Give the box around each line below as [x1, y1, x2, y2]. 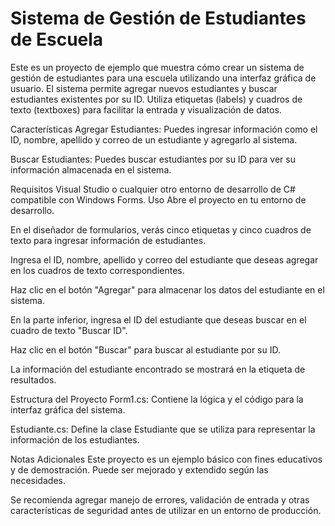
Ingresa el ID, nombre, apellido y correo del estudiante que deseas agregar [10, 253, 319, 266]
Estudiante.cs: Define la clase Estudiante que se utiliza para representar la [10, 423, 316, 435]
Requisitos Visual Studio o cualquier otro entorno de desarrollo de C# [10, 183, 296, 195]
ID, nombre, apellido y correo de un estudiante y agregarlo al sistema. [10, 133, 298, 146]
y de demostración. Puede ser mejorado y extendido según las [10, 463, 269, 476]
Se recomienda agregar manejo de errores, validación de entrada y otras [10, 493, 310, 506]
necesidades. [10, 474, 66, 486]
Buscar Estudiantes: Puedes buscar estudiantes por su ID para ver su [10, 153, 296, 165]
